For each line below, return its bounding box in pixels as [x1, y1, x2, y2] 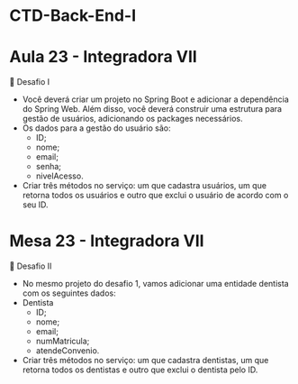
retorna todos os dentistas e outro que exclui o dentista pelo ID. [22, 364, 258, 375]
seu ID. [22, 199, 49, 210]
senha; [35, 161, 61, 172]
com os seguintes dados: [22, 288, 116, 298]
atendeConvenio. [35, 345, 100, 356]
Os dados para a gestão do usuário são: [22, 123, 171, 133]
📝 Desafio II [9, 261, 52, 271]
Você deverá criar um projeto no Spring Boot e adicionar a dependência [22, 94, 290, 105]
